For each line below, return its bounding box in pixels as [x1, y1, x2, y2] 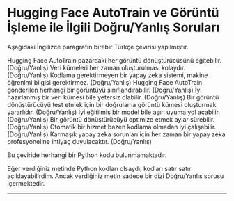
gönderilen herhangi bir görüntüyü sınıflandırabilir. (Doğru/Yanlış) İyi [7, 86, 202, 94]
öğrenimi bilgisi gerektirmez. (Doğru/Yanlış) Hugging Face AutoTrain [7, 78, 203, 86]
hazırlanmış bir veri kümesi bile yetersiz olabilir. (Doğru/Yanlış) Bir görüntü [7, 93, 219, 102]
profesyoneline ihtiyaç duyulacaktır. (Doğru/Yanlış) [7, 137, 152, 145]
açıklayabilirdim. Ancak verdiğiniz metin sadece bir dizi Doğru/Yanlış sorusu [7, 172, 224, 180]
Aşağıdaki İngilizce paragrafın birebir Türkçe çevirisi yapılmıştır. [7, 42, 189, 51]
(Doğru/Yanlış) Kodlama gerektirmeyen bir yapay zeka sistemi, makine [7, 71, 208, 79]
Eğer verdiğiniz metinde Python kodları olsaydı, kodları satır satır [7, 164, 192, 172]
